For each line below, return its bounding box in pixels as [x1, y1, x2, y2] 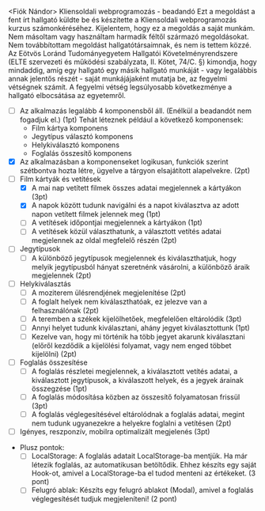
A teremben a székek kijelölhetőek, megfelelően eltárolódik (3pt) [31, 314, 242, 324]
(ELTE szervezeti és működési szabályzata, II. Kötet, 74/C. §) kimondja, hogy [8, 57, 257, 66]
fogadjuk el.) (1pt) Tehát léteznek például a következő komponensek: [19, 115, 244, 125]
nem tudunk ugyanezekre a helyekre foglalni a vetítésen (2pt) [31, 418, 232, 428]
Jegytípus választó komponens [31, 132, 134, 142]
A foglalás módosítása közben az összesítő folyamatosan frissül [31, 392, 240, 402]
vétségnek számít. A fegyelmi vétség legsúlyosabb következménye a [8, 82, 233, 92]
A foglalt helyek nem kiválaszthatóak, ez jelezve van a [31, 297, 208, 306]
